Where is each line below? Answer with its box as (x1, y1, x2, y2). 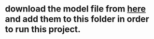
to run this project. (5, 24, 81, 35)
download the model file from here (5, 3, 146, 14)
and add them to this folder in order (5, 13, 150, 25)
